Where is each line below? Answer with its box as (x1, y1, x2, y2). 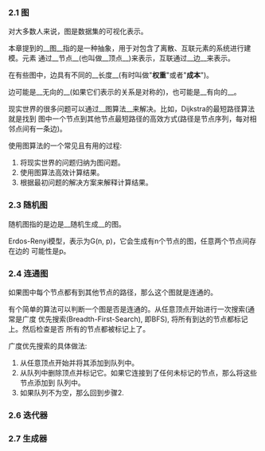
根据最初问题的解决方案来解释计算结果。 (19, 177, 153, 188)
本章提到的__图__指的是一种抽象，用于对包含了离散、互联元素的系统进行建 (8, 44, 251, 53)
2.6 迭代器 (8, 410, 48, 421)
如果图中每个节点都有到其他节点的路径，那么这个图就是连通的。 (8, 287, 217, 297)
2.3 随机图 (8, 200, 48, 211)
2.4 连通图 (8, 268, 49, 279)
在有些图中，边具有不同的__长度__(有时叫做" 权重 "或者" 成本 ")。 (8, 70, 213, 80)
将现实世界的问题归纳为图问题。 (19, 157, 125, 168)
